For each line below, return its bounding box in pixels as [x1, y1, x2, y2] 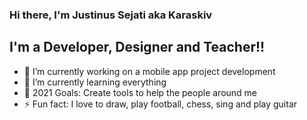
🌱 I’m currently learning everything [23, 76, 167, 88]
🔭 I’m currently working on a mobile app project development [23, 65, 276, 77]
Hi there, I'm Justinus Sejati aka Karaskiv [9, 8, 213, 22]
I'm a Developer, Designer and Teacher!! [9, 39, 266, 56]
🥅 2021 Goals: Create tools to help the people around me [23, 86, 258, 98]
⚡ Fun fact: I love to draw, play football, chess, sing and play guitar [23, 98, 298, 110]
